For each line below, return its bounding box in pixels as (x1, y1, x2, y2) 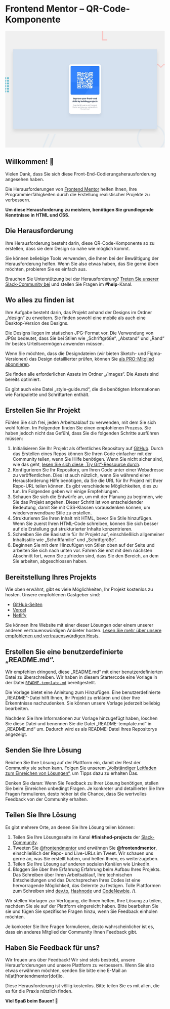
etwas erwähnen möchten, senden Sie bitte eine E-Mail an (5, 968, 127, 974)
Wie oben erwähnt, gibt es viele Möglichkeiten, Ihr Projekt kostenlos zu (5, 586, 153, 592)
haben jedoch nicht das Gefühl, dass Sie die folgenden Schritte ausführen (5, 430, 159, 436)
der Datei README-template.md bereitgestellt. (5, 679, 96, 685)
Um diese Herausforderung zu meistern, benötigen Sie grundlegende (5, 206, 154, 212)
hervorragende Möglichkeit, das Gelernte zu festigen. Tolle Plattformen (12, 882, 161, 888)
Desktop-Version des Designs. (5, 320, 69, 326)
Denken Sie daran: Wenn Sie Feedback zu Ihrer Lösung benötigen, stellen (5, 780, 159, 786)
